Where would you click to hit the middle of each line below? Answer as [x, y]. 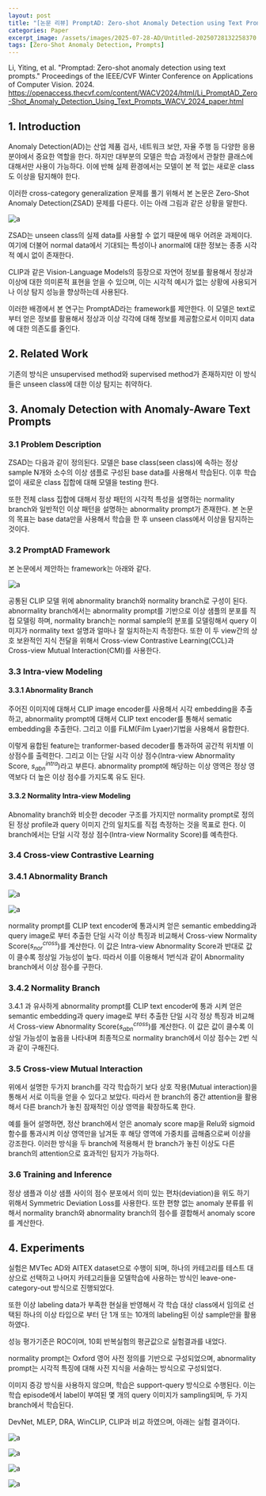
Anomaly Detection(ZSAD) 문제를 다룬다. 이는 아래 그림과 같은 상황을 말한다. [128, 202]
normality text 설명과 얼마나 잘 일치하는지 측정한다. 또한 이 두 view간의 [139, 630]
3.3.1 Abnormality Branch [51, 690]
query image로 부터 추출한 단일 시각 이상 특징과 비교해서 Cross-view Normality [133, 935]
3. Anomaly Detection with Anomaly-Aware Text [129, 410]
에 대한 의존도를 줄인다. [44, 328]
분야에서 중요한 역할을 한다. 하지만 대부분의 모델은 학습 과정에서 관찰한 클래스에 [131, 156]
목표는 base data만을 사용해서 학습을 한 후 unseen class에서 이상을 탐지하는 [135, 519]
